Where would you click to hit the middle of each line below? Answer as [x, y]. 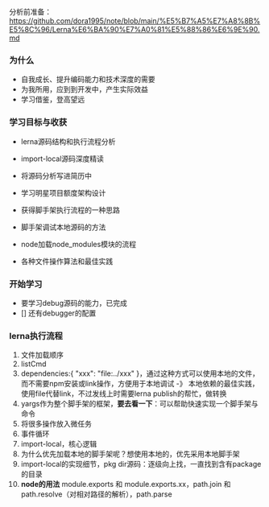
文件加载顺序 [42, 355]
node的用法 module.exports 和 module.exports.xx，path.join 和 [126, 484]
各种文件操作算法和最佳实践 [67, 261]
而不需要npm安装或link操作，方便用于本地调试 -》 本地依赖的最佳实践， [140, 384]
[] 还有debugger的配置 [58, 313]
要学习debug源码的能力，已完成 [74, 303]
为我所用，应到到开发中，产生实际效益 [84, 89]
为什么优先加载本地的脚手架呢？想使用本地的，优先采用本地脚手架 [130, 454]
